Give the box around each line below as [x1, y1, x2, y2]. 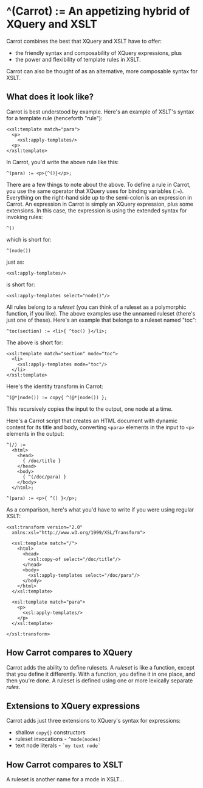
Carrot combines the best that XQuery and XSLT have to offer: [6, 37, 162, 45]
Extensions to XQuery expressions [6, 701, 140, 711]
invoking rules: [6, 213, 43, 220]
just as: [6, 258, 24, 266]
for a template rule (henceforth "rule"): [6, 114, 103, 121]
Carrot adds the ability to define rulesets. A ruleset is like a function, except [6, 663, 195, 671]
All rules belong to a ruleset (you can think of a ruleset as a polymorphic [6, 303, 187, 311]
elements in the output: [6, 430, 64, 437]
